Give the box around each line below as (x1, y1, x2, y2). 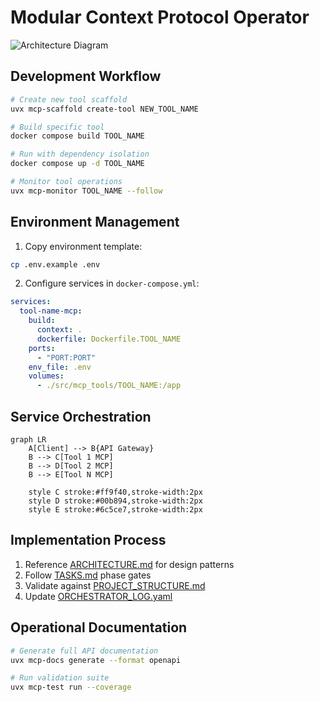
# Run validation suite (10, 673, 110, 683)
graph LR (10, 435, 47, 445)
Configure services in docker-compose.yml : (24, 277, 200, 290)
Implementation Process (10, 532, 167, 549)
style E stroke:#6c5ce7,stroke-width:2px (28, 505, 203, 515)
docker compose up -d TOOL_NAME (10, 159, 145, 169)
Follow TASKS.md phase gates (24, 569, 152, 581)
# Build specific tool (10, 122, 105, 132)
